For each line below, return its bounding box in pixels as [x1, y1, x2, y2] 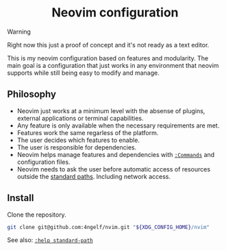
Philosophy [7, 88, 57, 100]
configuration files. [16, 158, 71, 166]
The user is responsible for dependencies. [16, 143, 137, 152]
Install [7, 192, 34, 204]
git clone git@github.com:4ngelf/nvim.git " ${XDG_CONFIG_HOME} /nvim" [7, 224, 210, 230]
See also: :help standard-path [7, 236, 94, 244]
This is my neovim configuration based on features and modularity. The [7, 53, 209, 62]
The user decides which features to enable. [16, 136, 140, 144]
